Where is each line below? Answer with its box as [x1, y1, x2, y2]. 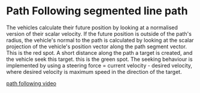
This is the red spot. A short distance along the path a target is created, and [6, 49, 193, 56]
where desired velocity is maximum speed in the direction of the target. [6, 68, 182, 75]
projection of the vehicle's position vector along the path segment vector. [6, 43, 187, 50]
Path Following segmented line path [6, 4, 188, 18]
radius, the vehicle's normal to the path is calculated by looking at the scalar [6, 36, 194, 44]
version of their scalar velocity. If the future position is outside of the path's [6, 30, 192, 37]
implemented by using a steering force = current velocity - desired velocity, [6, 61, 193, 69]
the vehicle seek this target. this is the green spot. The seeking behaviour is [6, 55, 193, 63]
